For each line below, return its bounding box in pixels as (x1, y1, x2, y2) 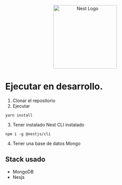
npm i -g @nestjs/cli (5, 131, 51, 137)
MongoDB (12, 168, 34, 175)
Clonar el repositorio (12, 97, 56, 104)
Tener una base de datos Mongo (12, 140, 81, 146)
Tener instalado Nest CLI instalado (12, 121, 85, 128)
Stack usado (5, 155, 46, 164)
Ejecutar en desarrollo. (5, 81, 103, 92)
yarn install (5, 112, 33, 118)
